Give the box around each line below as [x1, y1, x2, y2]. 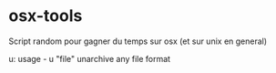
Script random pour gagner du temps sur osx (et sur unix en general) [8, 36, 268, 47]
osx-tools [8, 5, 83, 26]
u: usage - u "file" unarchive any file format [8, 53, 170, 64]
